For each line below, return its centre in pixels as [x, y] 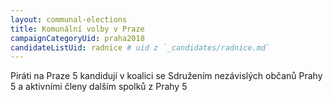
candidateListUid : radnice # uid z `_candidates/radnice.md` [140, 47]
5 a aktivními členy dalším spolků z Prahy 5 [99, 87]
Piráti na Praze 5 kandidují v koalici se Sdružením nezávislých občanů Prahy [166, 76]
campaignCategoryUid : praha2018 [77, 38]
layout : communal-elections [69, 19]
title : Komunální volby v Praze [77, 29]
